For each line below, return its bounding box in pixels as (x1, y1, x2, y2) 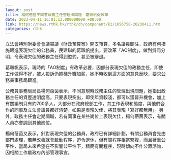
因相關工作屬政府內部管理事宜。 (5, 149, 72, 155)
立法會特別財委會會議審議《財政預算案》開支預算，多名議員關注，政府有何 (5, 41, 161, 47)
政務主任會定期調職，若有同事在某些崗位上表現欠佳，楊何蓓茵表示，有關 (14, 113, 166, 119)
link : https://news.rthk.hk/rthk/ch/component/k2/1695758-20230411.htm (5, 21, 160, 27)
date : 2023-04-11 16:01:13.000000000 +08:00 (5, 17, 101, 22)
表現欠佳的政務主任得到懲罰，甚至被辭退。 (18, 54, 108, 60)
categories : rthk (5, 26, 42, 31)
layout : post (5, 7, 33, 13)
